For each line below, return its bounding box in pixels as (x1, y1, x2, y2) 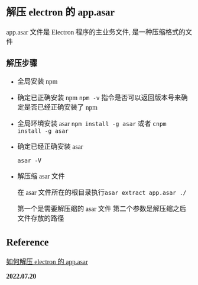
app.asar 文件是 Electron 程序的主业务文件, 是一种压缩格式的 (6, 28, 186, 37)
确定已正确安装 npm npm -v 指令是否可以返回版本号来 (17, 94, 181, 102)
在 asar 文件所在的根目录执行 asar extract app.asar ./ (17, 188, 187, 197)
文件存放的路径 (17, 214, 64, 223)
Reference (6, 236, 49, 248)
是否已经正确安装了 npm (24, 103, 98, 111)
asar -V (17, 157, 42, 164)
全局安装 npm (17, 77, 58, 85)
